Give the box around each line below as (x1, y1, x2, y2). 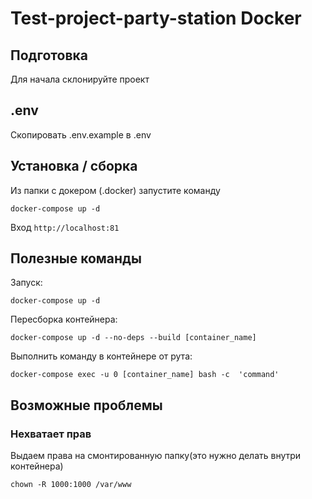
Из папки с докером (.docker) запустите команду (10, 184, 221, 196)
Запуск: (10, 277, 43, 289)
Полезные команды (10, 250, 142, 267)
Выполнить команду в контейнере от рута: (10, 350, 193, 362)
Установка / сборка (10, 158, 138, 175)
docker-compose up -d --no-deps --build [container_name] (10, 333, 257, 343)
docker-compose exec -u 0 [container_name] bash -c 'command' (10, 370, 280, 380)
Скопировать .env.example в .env (10, 128, 152, 141)
